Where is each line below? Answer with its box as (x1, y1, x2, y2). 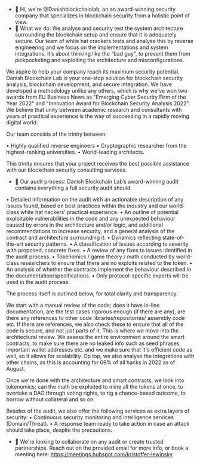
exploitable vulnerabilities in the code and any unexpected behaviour (6, 215, 176, 222)
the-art (6, 240, 24, 248)
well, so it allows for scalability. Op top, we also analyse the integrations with (6, 353, 195, 359)
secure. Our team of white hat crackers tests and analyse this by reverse (14, 38, 194, 44)
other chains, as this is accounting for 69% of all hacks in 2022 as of (6, 359, 176, 366)
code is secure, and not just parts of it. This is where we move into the (6, 327, 179, 334)
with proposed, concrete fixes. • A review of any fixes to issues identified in (6, 247, 193, 254)
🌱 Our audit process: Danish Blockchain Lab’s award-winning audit (14, 178, 179, 185)
